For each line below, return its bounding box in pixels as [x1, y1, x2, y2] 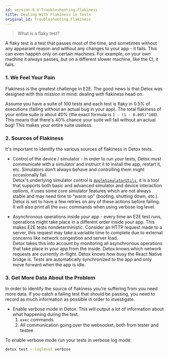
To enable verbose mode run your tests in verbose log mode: [5, 337, 132, 343]
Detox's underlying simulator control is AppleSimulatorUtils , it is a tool [12, 177, 159, 183]
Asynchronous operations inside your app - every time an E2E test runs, [12, 213, 162, 219]
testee [20, 327, 34, 333]
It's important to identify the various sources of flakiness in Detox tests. [5, 146, 153, 152]
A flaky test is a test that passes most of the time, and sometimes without [5, 40, 157, 46]
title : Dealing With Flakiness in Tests [5, 12, 92, 17]
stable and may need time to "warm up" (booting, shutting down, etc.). [12, 193, 159, 199]
